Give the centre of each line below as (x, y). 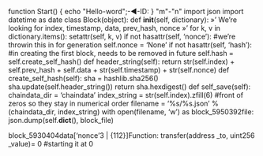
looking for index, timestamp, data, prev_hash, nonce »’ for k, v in (115, 28)
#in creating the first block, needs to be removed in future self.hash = (121, 53)
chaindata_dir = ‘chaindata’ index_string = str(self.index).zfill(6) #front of (126, 95)
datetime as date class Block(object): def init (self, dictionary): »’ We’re (123, 20)
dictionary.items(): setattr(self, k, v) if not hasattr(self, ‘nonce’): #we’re (122, 36)
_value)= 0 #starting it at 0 (51, 144)
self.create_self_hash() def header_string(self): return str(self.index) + (122, 61)
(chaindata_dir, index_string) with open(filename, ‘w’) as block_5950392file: (131, 112)
